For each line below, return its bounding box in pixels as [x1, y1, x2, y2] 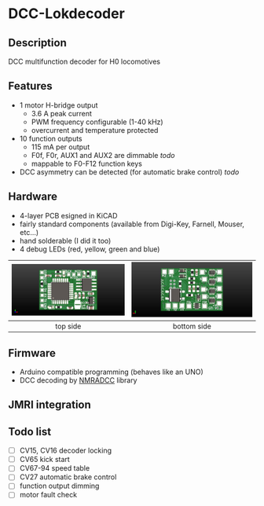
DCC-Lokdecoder [8, 5, 126, 23]
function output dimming [19, 481, 100, 491]
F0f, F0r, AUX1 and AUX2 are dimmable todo [31, 150, 175, 159]
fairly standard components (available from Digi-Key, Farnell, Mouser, [19, 219, 245, 229]
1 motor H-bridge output [19, 100, 98, 110]
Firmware [8, 346, 57, 360]
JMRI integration [8, 398, 92, 412]
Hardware [8, 190, 57, 203]
